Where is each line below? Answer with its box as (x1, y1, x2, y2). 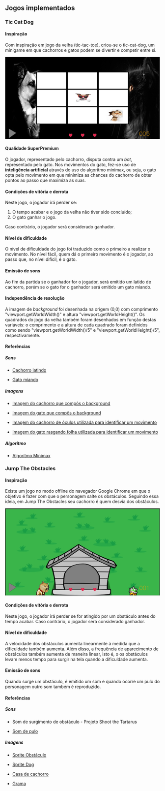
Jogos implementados (5, 4, 75, 12)
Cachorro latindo (12, 367, 47, 373)
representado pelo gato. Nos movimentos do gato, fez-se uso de (5, 161, 136, 167)
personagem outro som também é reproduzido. (5, 684, 101, 690)
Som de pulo (12, 728, 38, 734)
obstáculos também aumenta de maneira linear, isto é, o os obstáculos (5, 651, 148, 657)
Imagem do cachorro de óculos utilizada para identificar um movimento (12, 419, 157, 425)
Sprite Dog (12, 761, 34, 767)
